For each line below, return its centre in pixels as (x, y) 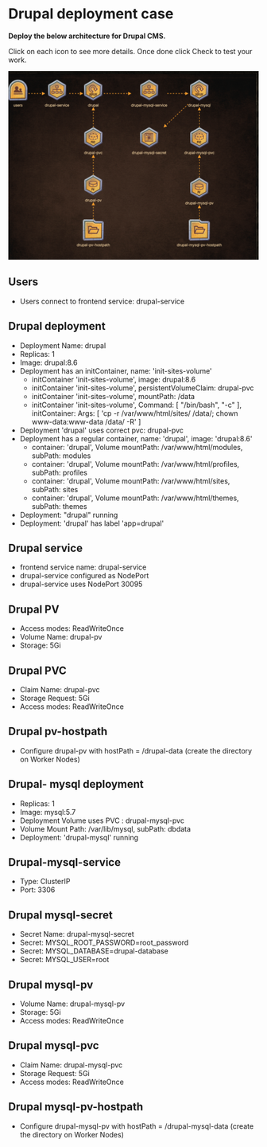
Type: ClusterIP (45, 882)
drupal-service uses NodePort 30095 (81, 584)
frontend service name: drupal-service (83, 567)
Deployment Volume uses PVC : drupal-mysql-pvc (102, 820)
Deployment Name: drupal (63, 345)
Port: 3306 (37, 890)
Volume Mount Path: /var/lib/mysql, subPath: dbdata (105, 828)
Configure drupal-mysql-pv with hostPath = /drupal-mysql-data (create (137, 1126)
